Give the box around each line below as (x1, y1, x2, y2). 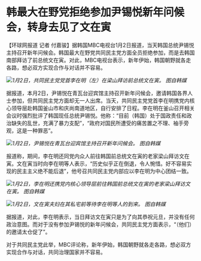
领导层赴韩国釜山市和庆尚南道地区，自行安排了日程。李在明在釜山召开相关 (11, 104, 195, 112)
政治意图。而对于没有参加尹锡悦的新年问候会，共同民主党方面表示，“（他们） (6, 220, 195, 228)
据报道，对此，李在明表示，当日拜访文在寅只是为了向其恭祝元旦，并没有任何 (6, 213, 195, 220)
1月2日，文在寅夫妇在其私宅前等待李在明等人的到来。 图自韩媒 (12, 200, 166, 208)
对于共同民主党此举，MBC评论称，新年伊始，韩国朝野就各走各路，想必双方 (6, 241, 191, 248)
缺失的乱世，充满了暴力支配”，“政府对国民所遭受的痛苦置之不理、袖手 (11, 119, 184, 127)
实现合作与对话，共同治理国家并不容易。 (6, 248, 106, 256)
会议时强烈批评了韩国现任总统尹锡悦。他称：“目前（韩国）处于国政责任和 (6, 112, 187, 119)
